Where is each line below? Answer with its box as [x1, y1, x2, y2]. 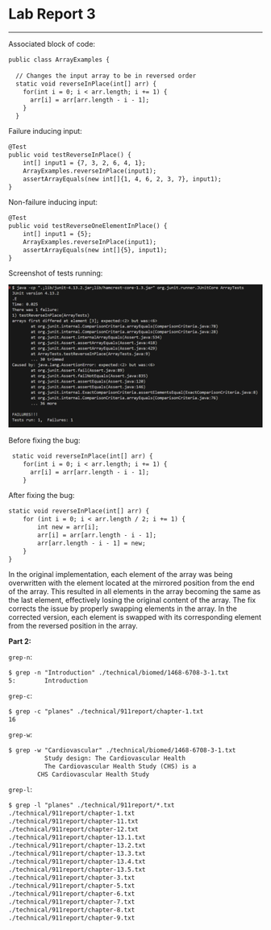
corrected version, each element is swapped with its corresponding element [8, 612, 262, 622]
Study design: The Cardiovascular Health [44, 754, 186, 762]
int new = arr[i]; [37, 523, 99, 532]
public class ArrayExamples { [8, 56, 110, 64]
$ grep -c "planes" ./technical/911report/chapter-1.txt [8, 708, 204, 716]
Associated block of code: [8, 39, 95, 48]
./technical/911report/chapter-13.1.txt [8, 833, 147, 842]
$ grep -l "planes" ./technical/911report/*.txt [8, 801, 175, 810]
